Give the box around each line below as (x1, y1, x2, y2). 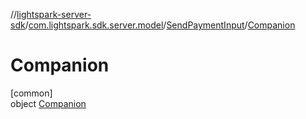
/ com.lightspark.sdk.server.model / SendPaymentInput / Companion (24, 19, 296, 31)
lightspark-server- (16, 9, 92, 20)
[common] (10, 87, 53, 99)
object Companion (10, 97, 87, 109)
